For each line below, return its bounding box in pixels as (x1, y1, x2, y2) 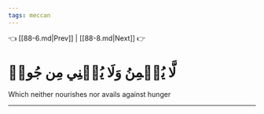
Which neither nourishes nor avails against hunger (8, 89, 171, 98)
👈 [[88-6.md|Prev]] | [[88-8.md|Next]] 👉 (8, 33, 146, 43)
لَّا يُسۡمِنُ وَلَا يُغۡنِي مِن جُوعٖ (8, 63, 177, 81)
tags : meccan (8, 11, 51, 20)
